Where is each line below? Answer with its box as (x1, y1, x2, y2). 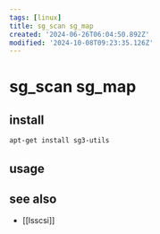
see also (9, 191, 57, 206)
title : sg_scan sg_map (9, 22, 94, 30)
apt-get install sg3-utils (9, 136, 110, 145)
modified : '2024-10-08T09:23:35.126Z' (9, 38, 154, 48)
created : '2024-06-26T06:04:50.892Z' (9, 30, 150, 39)
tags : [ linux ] (9, 13, 63, 22)
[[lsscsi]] (21, 215, 55, 226)
